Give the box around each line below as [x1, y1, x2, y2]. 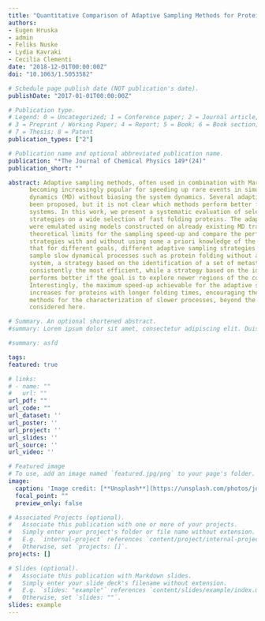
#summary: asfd [8, 339, 58, 347]
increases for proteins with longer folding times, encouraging [28, 289, 245, 297]
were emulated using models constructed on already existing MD [28, 223, 245, 230]
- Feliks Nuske [8, 41, 58, 49]
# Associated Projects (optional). [8, 514, 125, 522]
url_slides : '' [8, 433, 58, 442]
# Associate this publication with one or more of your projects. [8, 521, 238, 529]
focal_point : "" [15, 492, 69, 499]
